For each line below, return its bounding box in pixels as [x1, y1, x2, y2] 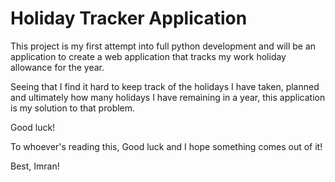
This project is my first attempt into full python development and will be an [10, 40, 317, 52]
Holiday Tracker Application [10, 7, 248, 30]
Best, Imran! [10, 160, 60, 172]
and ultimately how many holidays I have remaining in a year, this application [10, 91, 326, 103]
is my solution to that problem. [10, 102, 136, 114]
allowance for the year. [10, 61, 105, 73]
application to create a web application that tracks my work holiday [10, 50, 287, 62]
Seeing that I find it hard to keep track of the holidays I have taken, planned [10, 80, 320, 92]
